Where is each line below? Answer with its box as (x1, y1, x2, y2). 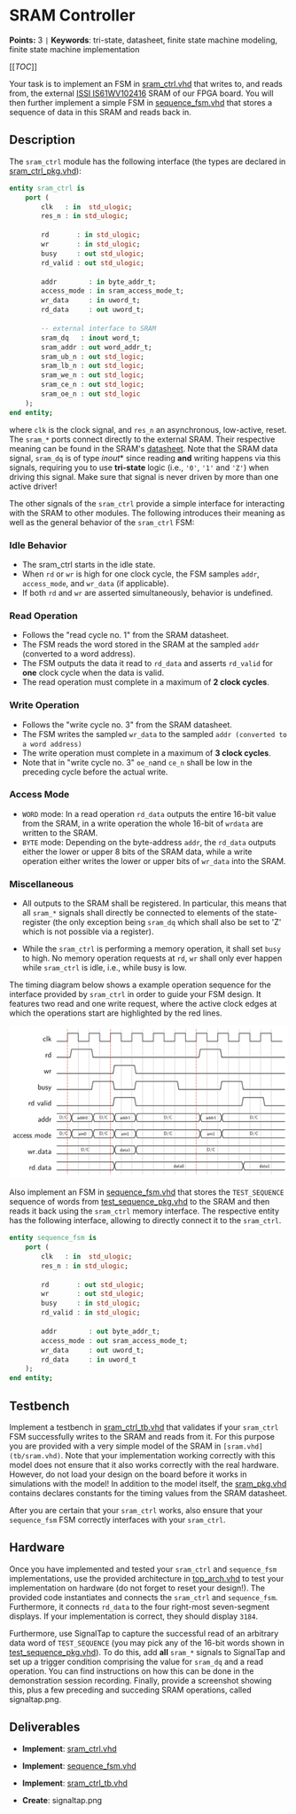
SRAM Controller (9, 5, 136, 26)
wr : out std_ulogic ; (41, 1290, 144, 1299)
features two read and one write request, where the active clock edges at (9, 999, 277, 1009)
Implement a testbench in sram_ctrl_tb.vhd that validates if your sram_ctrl (9, 1422, 279, 1433)
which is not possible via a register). (21, 926, 154, 937)
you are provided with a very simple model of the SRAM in (9, 1441, 222, 1451)
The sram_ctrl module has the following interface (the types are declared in (9, 156, 286, 167)
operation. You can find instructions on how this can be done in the (9, 1665, 254, 1677)
